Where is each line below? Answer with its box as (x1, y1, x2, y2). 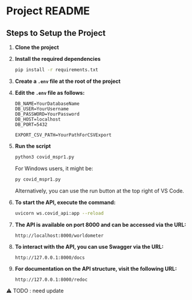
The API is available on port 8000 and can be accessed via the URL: (14, 221, 187, 228)
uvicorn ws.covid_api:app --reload (14, 210, 104, 216)
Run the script (14, 142, 51, 150)
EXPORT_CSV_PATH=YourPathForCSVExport (14, 132, 112, 138)
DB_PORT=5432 (14, 121, 48, 128)
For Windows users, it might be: (14, 165, 94, 172)
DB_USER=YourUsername (14, 106, 69, 112)
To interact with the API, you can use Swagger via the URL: (14, 243, 164, 250)
